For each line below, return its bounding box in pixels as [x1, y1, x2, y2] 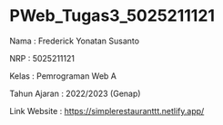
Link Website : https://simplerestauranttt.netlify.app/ [9, 105, 205, 116]
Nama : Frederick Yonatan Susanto [9, 35, 139, 46]
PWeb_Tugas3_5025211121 [9, 5, 216, 26]
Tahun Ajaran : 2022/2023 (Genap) [9, 88, 141, 99]
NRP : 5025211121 [9, 53, 76, 63]
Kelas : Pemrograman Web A [9, 70, 117, 82]
